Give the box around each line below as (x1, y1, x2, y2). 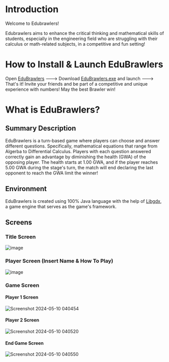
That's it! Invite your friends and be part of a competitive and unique (5, 81, 148, 87)
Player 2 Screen (5, 317, 40, 323)
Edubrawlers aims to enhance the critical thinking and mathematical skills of (5, 30, 164, 36)
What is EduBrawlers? (5, 104, 100, 116)
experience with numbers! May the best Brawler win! (5, 86, 116, 92)
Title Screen (5, 233, 36, 240)
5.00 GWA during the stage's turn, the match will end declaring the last (5, 164, 154, 170)
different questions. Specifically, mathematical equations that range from (5, 143, 158, 149)
